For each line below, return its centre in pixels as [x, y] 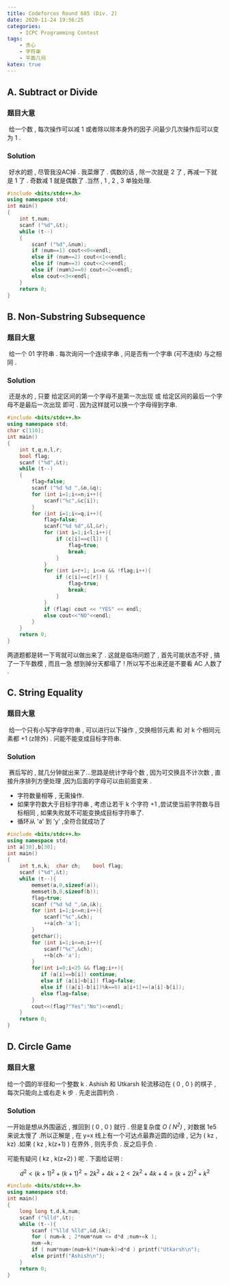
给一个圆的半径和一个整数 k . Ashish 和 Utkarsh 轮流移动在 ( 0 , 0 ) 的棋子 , [112, 1083]
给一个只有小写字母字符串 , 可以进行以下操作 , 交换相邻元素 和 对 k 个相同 [112, 730]
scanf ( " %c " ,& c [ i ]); [71, 501]
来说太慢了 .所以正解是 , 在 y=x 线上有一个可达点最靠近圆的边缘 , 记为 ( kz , [112, 1135]
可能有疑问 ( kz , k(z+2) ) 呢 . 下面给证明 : [65, 1158]
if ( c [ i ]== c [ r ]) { [82, 577]
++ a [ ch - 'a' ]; [62, 924]
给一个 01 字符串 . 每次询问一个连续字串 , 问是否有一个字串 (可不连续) [106, 354]
